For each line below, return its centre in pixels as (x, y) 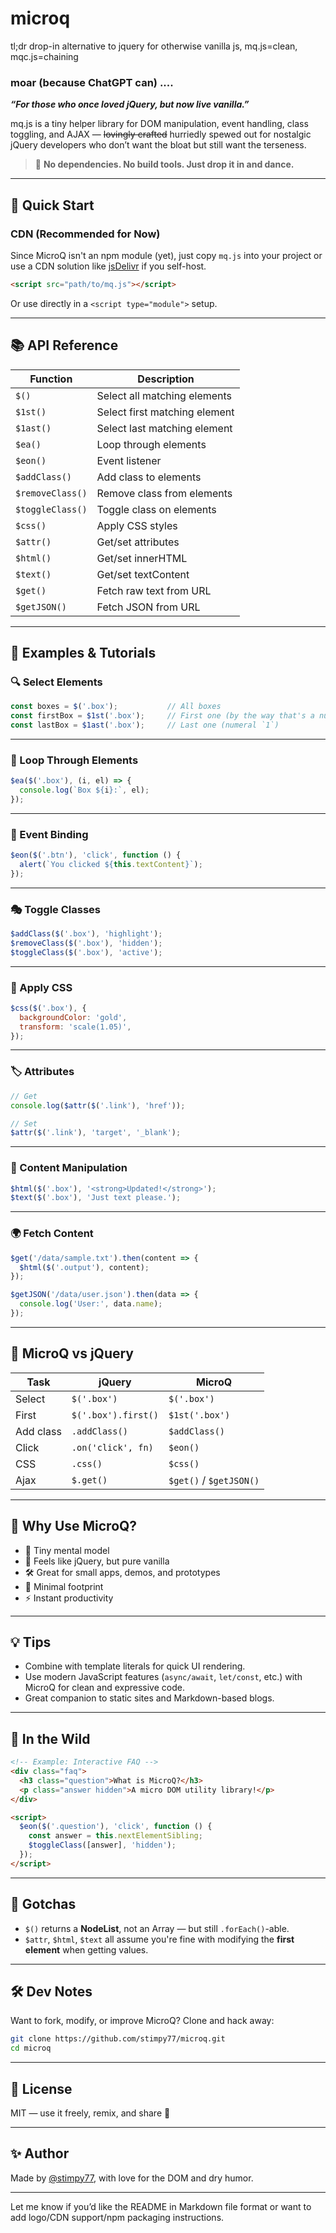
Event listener (129, 460)
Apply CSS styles (137, 525)
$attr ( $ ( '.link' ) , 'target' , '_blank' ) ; (96, 1133)
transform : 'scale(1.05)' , (75, 1027)
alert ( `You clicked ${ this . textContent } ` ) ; (111, 865)
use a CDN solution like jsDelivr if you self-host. (108, 266)
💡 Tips (31, 1642)
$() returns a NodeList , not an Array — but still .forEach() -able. (157, 1928)
